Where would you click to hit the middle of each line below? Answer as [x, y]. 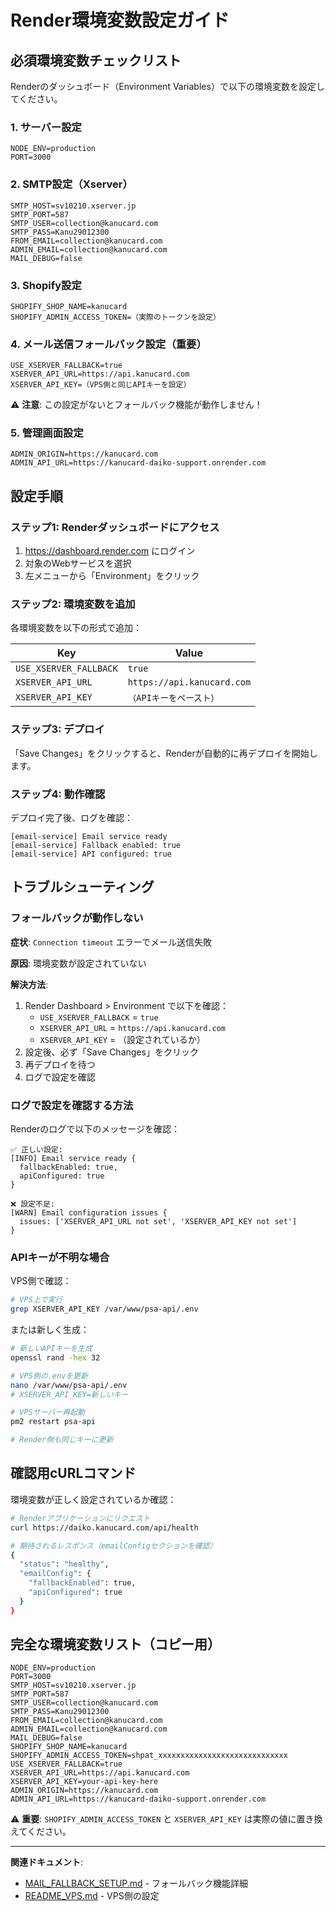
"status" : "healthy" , [64, 1564]
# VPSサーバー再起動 [47, 1412]
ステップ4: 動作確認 [58, 794]
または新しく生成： [50, 1330]
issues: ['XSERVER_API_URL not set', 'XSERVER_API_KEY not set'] [158, 1222]
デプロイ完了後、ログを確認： [71, 818]
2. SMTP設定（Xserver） [71, 184]
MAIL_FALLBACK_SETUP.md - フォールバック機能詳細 [136, 1883]
